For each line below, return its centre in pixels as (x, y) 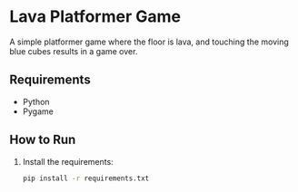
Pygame (38, 111)
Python (36, 101)
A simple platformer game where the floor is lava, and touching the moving (149, 42)
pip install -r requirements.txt (86, 178)
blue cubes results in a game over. (74, 51)
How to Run (43, 140)
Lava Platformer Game (95, 17)
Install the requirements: (68, 161)
